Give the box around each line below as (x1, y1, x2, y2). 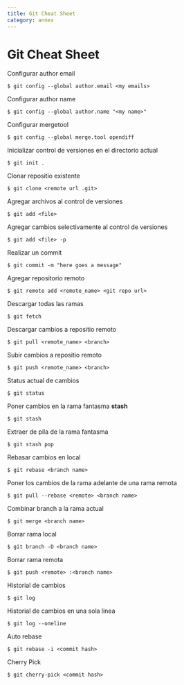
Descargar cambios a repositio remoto (7, 325, 117, 334)
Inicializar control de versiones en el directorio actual (7, 146, 158, 155)
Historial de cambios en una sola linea (7, 607, 116, 615)
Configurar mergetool (7, 121, 69, 129)
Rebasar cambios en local (7, 453, 81, 462)
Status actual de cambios (7, 376, 80, 385)
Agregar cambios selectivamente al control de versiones (7, 223, 168, 231)
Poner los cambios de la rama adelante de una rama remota (7, 479, 178, 487)
